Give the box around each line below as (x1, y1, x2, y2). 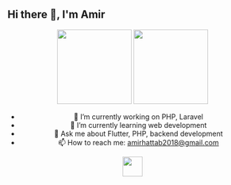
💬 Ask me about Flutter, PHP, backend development (54, 129, 223, 138)
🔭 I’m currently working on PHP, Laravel (73, 112, 204, 121)
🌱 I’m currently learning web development (70, 120, 207, 129)
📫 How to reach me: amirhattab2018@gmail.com (58, 137, 219, 147)
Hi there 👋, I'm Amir (7, 8, 106, 21)
